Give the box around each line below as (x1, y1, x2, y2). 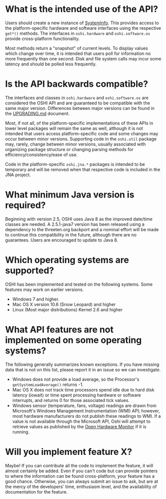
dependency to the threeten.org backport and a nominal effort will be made (5, 226, 159, 232)
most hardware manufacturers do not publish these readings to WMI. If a (12, 413, 161, 419)
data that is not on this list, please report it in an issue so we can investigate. (5, 366, 161, 372)
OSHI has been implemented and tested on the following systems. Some (5, 281, 153, 287)
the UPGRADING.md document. (5, 110, 70, 116)
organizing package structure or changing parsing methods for (5, 146, 134, 152)
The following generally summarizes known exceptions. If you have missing (5, 361, 160, 367)
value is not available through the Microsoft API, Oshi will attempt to (12, 418, 151, 424)
